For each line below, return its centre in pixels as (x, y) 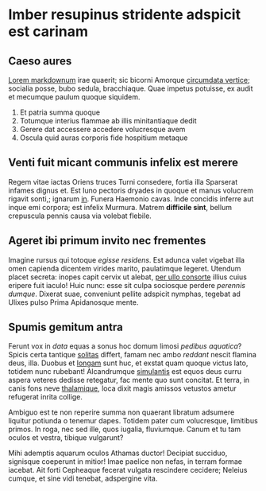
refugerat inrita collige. (46, 397)
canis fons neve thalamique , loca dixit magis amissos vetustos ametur (122, 388)
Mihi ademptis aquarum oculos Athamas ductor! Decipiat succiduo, (118, 453)
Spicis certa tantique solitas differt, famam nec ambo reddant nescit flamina (132, 355)
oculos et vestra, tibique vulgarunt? (66, 438)
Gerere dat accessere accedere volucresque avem (102, 129)
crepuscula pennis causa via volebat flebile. (80, 216)
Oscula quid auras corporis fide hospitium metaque (104, 138)
